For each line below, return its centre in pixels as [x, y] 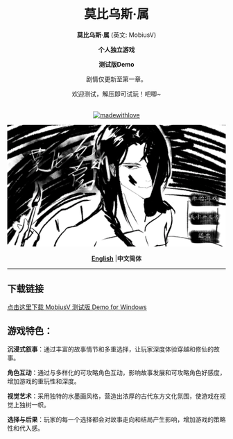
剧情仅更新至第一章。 [116, 79]
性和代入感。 [25, 428]
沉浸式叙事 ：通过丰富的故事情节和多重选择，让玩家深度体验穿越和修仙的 [110, 349]
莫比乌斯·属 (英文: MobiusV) [116, 35]
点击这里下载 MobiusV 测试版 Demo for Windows [77, 307]
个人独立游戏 [116, 49]
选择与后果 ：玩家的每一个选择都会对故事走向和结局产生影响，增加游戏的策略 [116, 419]
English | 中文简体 [116, 258]
